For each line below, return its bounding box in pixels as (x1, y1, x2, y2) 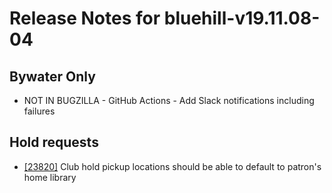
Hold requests (9, 134, 99, 151)
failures (23, 105, 56, 117)
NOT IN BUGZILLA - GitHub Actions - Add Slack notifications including (23, 95, 315, 106)
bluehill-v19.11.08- (163, 7, 321, 30)
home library (23, 171, 77, 183)
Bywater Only (9, 68, 96, 85)
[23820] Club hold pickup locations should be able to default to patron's (23, 160, 322, 172)
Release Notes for (9, 7, 161, 30)
